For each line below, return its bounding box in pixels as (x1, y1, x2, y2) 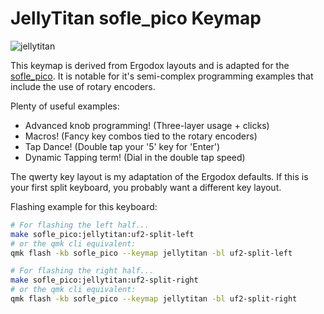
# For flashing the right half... (10, 266, 155, 276)
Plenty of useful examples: (10, 100, 120, 112)
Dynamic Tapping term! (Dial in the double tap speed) (24, 151, 246, 163)
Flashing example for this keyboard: (10, 200, 158, 212)
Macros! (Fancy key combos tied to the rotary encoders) (24, 130, 258, 142)
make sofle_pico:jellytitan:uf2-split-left (10, 229, 195, 239)
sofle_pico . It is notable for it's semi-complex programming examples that (10, 70, 314, 82)
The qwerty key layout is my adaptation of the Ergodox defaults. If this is (10, 170, 309, 182)
